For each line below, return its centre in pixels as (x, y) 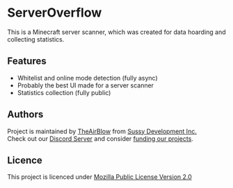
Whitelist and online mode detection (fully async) (87, 78)
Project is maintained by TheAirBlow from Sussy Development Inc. (102, 131)
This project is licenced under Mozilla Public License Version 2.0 (100, 177)
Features (27, 61)
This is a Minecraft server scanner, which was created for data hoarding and (116, 32)
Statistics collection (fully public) (64, 92)
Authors (25, 115)
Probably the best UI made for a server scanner (86, 85)
